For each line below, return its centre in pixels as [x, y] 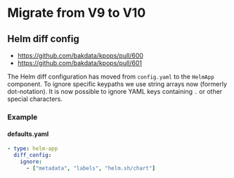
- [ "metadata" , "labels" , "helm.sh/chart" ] [91, 168]
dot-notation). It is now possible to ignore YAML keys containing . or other [115, 91]
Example [22, 117]
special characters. [35, 99]
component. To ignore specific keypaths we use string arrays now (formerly [117, 84]
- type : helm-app [33, 149]
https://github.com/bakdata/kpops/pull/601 [80, 63]
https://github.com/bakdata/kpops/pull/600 [80, 55]
